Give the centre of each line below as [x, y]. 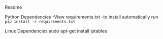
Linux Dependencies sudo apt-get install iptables [56, 31]
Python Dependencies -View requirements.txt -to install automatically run [81, 17]
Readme [13, 7]
